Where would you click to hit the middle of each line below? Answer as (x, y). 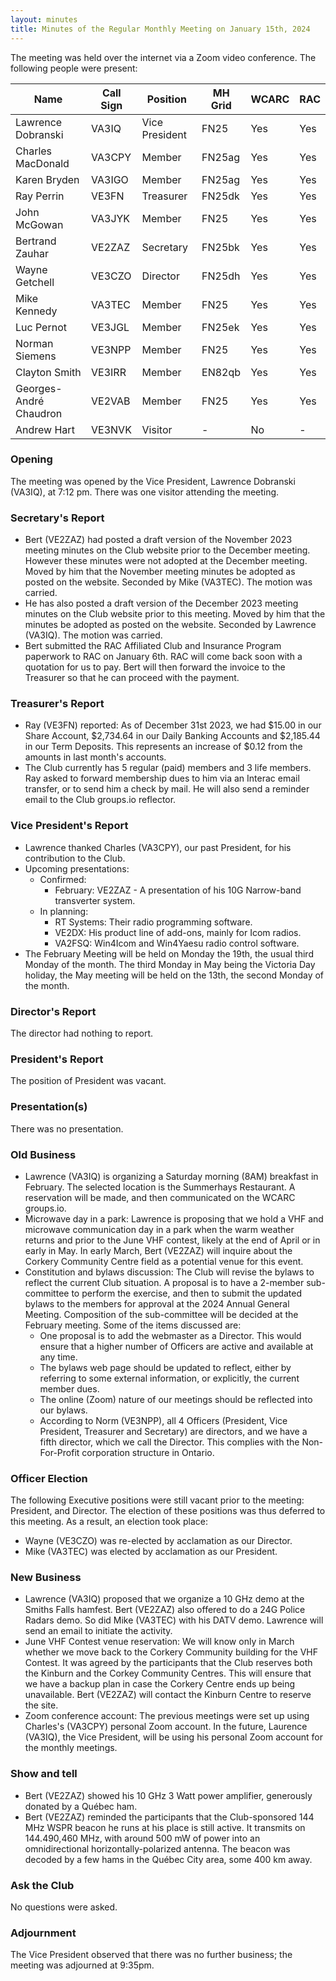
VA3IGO (110, 179)
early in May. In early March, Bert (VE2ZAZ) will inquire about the (158, 1250)
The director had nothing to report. (82, 1033)
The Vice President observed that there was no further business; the (151, 1955)
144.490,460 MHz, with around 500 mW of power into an (142, 1838)
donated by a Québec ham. (81, 1806)
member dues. (69, 1388)
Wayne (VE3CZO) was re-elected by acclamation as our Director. (158, 1541)
